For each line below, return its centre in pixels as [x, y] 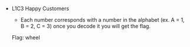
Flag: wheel [26, 37]
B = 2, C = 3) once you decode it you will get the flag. [86, 26]
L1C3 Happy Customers [40, 9]
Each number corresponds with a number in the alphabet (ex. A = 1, [102, 20]
